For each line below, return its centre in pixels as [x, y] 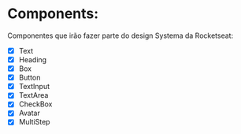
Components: [53, 14]
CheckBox [35, 104]
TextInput [34, 87]
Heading [33, 60]
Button [30, 78]
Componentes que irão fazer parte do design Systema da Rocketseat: [120, 35]
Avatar [29, 113]
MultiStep [34, 122]
